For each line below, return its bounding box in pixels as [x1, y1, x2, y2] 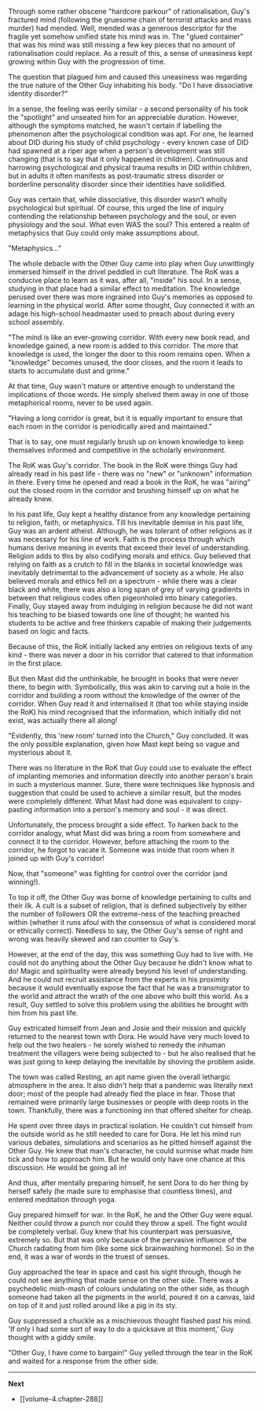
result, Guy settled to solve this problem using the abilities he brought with [8, 1000, 249, 1009]
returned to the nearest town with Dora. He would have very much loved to [8, 1032, 250, 1041]
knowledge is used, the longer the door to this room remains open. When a [8, 350, 251, 358]
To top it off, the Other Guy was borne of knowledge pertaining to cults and [8, 893, 251, 901]
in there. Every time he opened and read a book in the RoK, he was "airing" [8, 477, 251, 487]
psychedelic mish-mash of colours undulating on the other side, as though [8, 1284, 250, 1293]
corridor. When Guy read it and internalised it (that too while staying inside [8, 699, 249, 708]
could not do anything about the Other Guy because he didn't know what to [8, 958, 253, 967]
